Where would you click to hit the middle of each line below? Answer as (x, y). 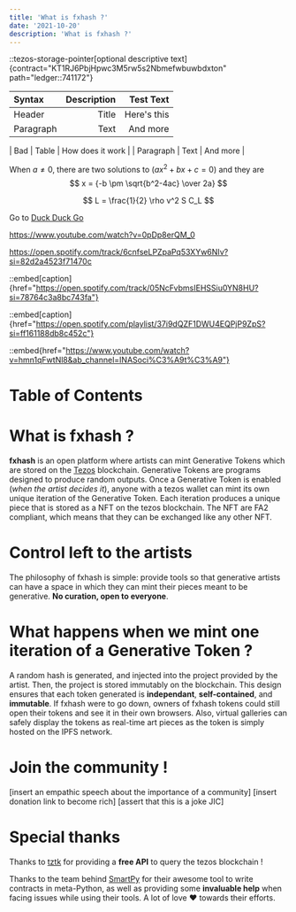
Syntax (29, 100)
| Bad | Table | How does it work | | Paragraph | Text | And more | (127, 151)
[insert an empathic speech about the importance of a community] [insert (143, 792)
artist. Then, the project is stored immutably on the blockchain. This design (145, 685)
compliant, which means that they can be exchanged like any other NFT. (140, 517)
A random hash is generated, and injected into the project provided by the (144, 676)
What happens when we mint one (134, 632)
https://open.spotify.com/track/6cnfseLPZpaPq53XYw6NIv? (119, 252)
